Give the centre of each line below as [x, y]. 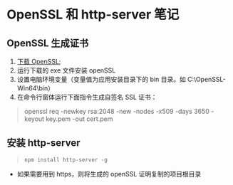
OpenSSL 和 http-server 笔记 [93, 15]
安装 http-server [43, 143]
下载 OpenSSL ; [39, 62]
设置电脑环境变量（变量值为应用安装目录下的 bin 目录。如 [101, 79]
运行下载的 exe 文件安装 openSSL [66, 70]
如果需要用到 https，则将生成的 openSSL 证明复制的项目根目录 [109, 174]
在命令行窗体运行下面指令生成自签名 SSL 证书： [87, 97]
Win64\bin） [36, 88]
